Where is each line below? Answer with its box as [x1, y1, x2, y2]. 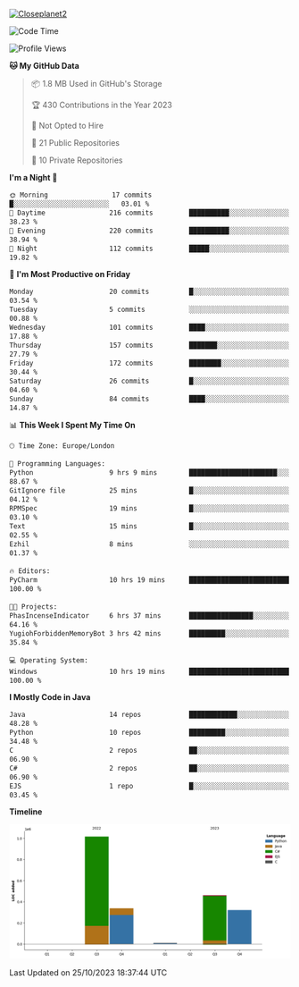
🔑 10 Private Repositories [30, 155, 123, 165]
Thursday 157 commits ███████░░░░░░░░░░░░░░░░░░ [9, 341, 290, 350]
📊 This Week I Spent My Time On [9, 420, 136, 430]
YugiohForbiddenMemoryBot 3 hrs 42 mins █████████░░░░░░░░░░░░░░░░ [9, 629, 290, 638]
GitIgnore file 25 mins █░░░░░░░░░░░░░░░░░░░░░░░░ [9, 486, 290, 495]
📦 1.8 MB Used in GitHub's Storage [30, 79, 162, 89]
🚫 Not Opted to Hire [30, 121, 104, 131]
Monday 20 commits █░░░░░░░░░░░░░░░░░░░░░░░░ [9, 287, 290, 296]
